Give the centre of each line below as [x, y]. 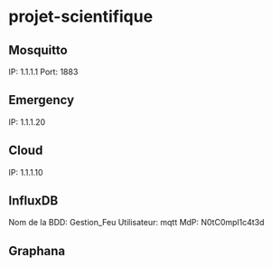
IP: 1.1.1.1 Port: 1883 [43, 72]
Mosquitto [38, 50]
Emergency [41, 100]
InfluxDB [33, 201]
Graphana [37, 251]
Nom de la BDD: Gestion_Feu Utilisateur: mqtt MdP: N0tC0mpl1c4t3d [136, 223]
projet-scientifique [81, 17]
